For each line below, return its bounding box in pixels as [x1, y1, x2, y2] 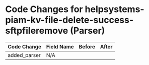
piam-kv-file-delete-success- [5, 14, 134, 26]
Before [79, 43, 96, 50]
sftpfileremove [5, 25, 68, 36]
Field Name [46, 43, 74, 50]
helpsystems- [85, 4, 144, 15]
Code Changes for [5, 4, 83, 15]
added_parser [8, 51, 41, 58]
